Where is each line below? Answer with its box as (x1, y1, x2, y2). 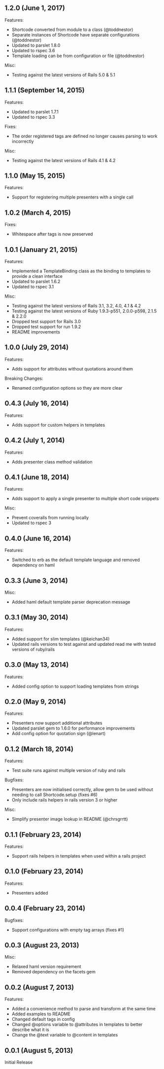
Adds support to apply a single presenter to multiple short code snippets (11, 496, 159, 501)
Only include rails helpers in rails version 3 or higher (11, 797, 118, 803)
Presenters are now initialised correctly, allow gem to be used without (11, 787, 153, 793)
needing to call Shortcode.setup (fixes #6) (11, 792, 98, 798)
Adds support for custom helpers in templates (11, 422, 105, 428)
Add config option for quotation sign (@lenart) (11, 731, 106, 736)
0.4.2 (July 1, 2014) (4, 436, 65, 445)
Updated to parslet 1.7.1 (11, 108, 59, 115)
